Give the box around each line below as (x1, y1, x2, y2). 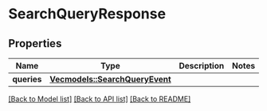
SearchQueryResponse (8, 5, 166, 23)
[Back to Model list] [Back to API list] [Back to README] (8, 94, 191, 104)
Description (179, 61, 225, 71)
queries (12, 73, 42, 85)
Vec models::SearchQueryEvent (49, 73, 171, 85)
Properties (8, 37, 62, 50)
